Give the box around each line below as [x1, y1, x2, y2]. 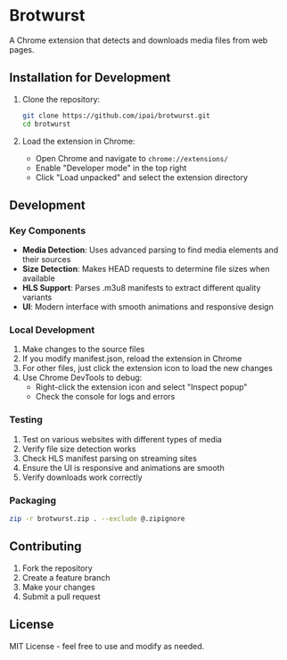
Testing [9, 414, 43, 426]
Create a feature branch [21, 572, 111, 582]
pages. [9, 44, 35, 54]
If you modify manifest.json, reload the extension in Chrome [21, 353, 242, 364]
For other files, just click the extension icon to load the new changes [21, 363, 274, 374]
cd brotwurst [21, 120, 71, 128]
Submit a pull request [21, 590, 101, 602]
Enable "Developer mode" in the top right [35, 162, 187, 173]
